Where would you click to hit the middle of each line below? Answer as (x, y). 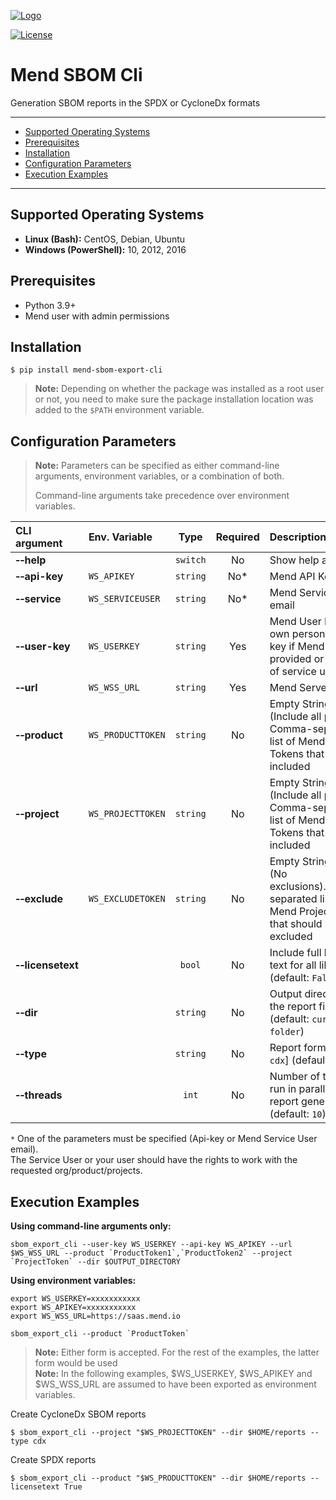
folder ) (287, 1032)
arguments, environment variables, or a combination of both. (159, 476)
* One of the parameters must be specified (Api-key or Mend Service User (164, 1139)
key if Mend (297, 647)
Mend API (292, 577)
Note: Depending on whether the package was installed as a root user (179, 389)
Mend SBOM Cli (76, 75)
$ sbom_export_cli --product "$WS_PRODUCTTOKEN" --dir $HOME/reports (158, 1478)
